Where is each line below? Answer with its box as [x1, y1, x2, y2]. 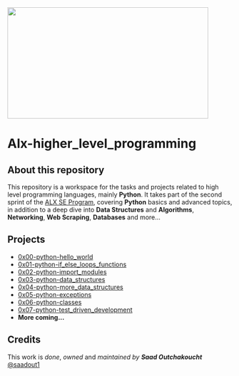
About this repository [7, 164, 105, 176]
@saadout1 [7, 360, 41, 369]
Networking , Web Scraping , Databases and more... [7, 213, 161, 221]
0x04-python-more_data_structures [17, 283, 123, 291]
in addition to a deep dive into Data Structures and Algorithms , [7, 206, 195, 214]
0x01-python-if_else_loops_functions [17, 260, 127, 268]
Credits [7, 334, 41, 346]
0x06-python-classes [17, 298, 82, 306]
